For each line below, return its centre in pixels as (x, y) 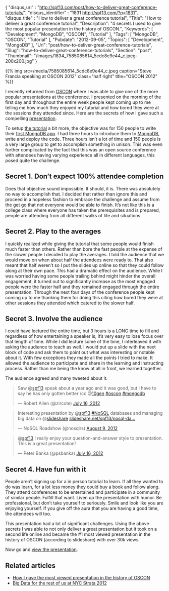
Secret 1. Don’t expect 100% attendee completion (84, 176)
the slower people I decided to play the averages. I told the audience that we (85, 254)
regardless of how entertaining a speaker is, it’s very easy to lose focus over (84, 336)
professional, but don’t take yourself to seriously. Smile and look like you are (84, 503)
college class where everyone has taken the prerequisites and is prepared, (83, 210)
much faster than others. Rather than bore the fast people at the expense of (84, 249)
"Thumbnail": (19, 56)
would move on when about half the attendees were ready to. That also (79, 260)
